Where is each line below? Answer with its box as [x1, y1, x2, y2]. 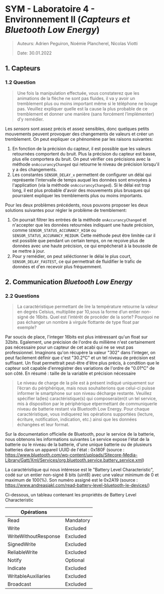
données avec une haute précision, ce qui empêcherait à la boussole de [12, 243, 158, 249]
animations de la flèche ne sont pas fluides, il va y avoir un [17, 95, 136, 101]
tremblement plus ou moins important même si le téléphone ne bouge [17, 101, 158, 106]
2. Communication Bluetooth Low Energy [5, 278, 133, 286]
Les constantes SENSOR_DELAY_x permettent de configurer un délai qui [12, 172, 152, 178]
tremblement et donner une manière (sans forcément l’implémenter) [17, 111, 154, 117]
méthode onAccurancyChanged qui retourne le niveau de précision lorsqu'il [12, 161, 160, 167]
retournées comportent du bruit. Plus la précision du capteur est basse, [12, 151, 157, 156]
